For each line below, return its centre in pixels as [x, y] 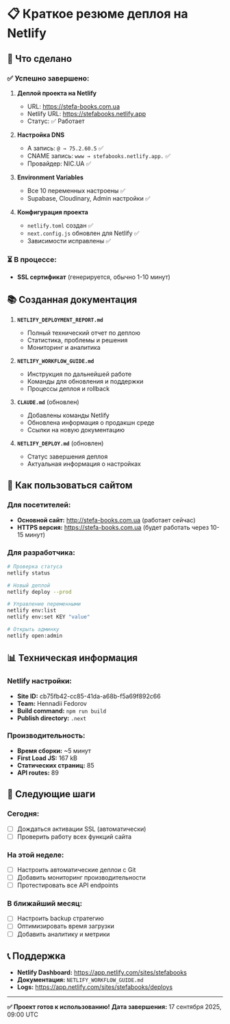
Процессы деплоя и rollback [68, 388]
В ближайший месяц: [45, 904]
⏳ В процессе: [32, 259]
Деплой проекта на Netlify [57, 93]
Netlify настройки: [39, 681]
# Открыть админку [33, 630]
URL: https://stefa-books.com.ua [74, 106]
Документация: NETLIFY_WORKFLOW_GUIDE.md [80, 980]
